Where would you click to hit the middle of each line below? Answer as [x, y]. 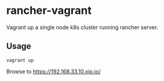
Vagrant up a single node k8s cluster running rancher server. [82, 27]
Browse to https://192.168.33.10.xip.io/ [54, 71]
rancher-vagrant [49, 11]
